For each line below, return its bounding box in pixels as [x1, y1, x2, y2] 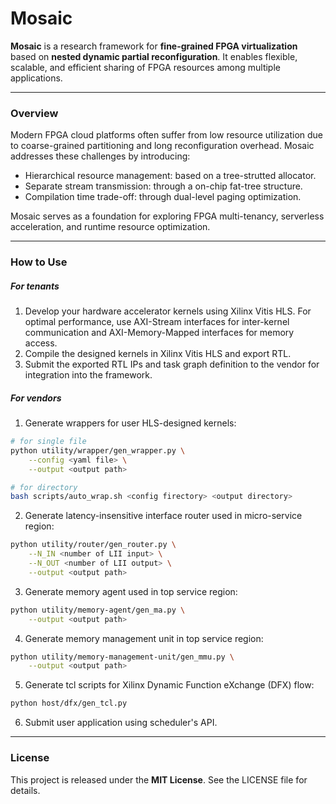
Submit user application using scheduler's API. [24, 717, 218, 729]
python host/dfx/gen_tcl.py [10, 698, 128, 709]
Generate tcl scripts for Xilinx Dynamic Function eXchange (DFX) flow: [24, 679, 315, 691]
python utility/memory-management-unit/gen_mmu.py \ [10, 652, 235, 662]
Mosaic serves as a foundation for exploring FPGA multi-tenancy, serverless [10, 210, 325, 222]
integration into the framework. [24, 369, 153, 381]
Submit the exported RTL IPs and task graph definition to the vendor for [24, 358, 320, 371]
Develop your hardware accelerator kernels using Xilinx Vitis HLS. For [24, 305, 312, 317]
